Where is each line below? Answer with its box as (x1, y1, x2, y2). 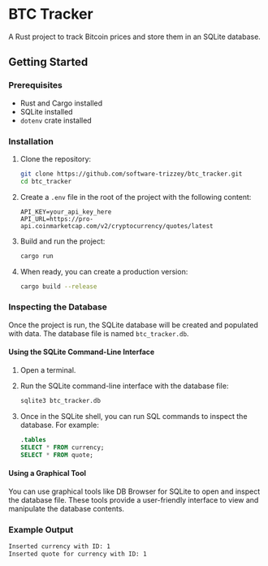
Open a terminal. (19, 365, 76, 374)
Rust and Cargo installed (19, 98, 103, 108)
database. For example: (19, 420, 99, 430)
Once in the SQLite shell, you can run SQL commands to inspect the (19, 411, 248, 421)
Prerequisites (8, 80, 63, 91)
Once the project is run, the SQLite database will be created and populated (8, 320, 258, 330)
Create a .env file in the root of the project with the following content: (19, 192, 252, 201)
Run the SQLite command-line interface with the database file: (19, 381, 229, 391)
